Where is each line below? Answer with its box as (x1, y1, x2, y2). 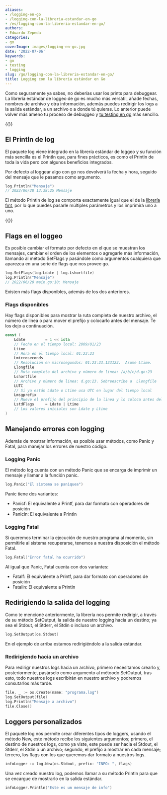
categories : (5, 35, 30, 40)
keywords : (5, 53, 26, 59)
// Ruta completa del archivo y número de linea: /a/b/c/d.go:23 (14, 370, 153, 375)
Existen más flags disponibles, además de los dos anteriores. (5, 289, 130, 295)
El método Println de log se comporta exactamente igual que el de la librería (5, 197, 161, 203)
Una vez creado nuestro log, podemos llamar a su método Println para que (5, 771, 158, 777)
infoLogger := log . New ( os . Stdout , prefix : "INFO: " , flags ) (5, 761, 133, 767)
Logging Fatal (5, 523, 39, 530)
